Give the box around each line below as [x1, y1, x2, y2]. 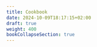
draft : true [6, 20, 37, 26]
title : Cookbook [6, 9, 48, 15]
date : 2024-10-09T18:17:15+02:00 [6, 15, 92, 21]
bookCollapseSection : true [6, 32, 75, 38]
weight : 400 [6, 26, 37, 32]
